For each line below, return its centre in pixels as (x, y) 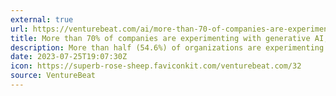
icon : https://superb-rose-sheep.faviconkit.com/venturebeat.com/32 (156, 66)
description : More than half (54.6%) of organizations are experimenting (167, 47)
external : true (42, 19)
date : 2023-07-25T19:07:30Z (69, 57)
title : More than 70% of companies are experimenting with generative (160, 38)
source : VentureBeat (53, 76)
